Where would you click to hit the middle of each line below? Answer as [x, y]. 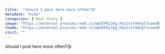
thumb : [12, 28]
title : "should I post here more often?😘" [51, 10]
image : [12, 23]
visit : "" [15, 32]
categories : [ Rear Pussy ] [34, 19]
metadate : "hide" [23, 14]
